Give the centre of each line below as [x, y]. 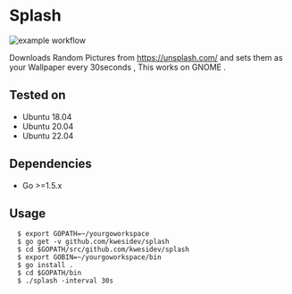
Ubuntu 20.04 [48, 126]
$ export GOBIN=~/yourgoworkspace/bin [90, 257]
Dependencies [50, 164]
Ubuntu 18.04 [47, 116]
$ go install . [46, 265]
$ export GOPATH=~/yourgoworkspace [83, 234]
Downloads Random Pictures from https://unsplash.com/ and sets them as [146, 57]
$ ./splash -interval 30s [66, 281]
